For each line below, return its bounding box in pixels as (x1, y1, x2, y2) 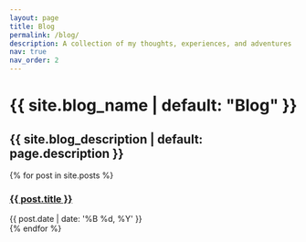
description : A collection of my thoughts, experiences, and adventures (9, 38, 292, 48)
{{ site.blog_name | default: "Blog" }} (9, 95, 298, 116)
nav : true (9, 47, 47, 57)
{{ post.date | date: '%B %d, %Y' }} (9, 214, 143, 225)
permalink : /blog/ (9, 30, 79, 39)
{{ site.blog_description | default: (9, 132, 204, 147)
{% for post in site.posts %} (9, 170, 114, 181)
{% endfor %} (9, 223, 62, 234)
